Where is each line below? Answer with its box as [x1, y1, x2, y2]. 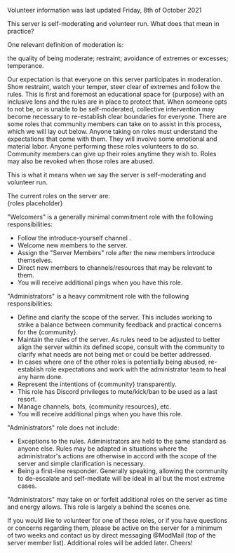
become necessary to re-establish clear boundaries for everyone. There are [7, 112, 227, 121]
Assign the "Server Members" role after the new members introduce [17, 249, 215, 257]
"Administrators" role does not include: [7, 423, 119, 432]
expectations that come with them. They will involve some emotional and [7, 135, 217, 143]
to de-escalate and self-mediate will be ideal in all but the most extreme [17, 475, 225, 482]
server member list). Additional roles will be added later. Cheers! [7, 539, 193, 547]
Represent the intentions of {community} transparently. [17, 380, 177, 388]
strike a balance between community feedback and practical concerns [17, 320, 222, 329]
